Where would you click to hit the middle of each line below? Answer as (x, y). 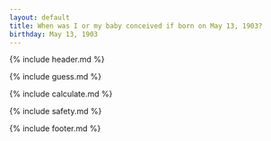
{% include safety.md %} (56, 112)
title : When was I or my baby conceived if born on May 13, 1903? (136, 26)
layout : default (39, 17)
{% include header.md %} (57, 60)
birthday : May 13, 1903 (54, 34)
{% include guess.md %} (55, 77)
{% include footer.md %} (55, 129)
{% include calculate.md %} (61, 94)
